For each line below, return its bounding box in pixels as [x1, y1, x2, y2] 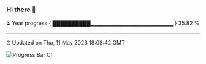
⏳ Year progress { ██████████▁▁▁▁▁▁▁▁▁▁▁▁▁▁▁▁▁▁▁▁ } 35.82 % [6, 19, 200, 27]
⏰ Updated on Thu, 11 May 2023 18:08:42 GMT [6, 39, 126, 46]
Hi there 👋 [6, 5, 37, 14]
